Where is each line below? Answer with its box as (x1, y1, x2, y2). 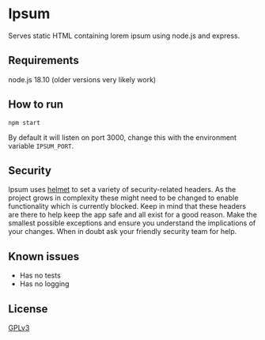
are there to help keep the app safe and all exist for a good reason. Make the (8, 210, 257, 220)
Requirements (8, 54, 79, 67)
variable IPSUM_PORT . (8, 141, 74, 150)
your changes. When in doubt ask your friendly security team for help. (8, 227, 237, 236)
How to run (8, 98, 64, 111)
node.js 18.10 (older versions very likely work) (8, 74, 157, 84)
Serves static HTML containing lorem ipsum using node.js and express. (8, 31, 240, 40)
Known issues (8, 250, 80, 263)
